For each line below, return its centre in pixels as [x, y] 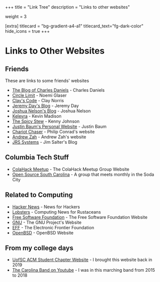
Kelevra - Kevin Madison [37, 116]
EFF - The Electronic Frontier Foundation [53, 227]
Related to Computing [39, 195]
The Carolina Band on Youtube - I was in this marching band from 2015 [83, 270]
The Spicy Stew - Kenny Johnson [46, 121]
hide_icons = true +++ [27, 31]
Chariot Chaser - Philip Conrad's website [53, 132]
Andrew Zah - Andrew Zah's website [49, 137]
